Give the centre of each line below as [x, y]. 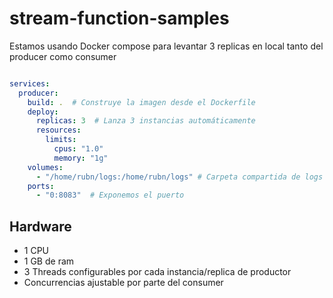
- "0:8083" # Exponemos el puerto [110, 195]
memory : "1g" [81, 158]
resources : [58, 130]
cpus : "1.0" [78, 149]
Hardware [40, 226]
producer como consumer [63, 56]
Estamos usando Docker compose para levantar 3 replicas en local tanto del [166, 46]
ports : [41, 186]
